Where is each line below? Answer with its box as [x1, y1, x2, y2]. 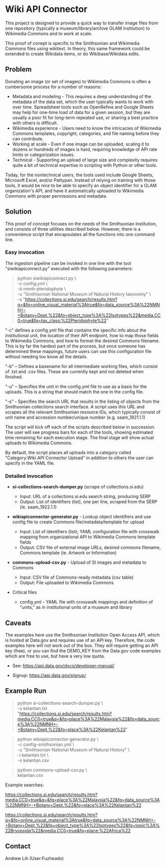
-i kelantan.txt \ [17, 752, 49, 758]
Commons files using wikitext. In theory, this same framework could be [5, 45, 150, 51]
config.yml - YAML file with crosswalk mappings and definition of [19, 599, 153, 605]
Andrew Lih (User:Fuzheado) [5, 855, 64, 861]
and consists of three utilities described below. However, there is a [5, 226, 141, 232]
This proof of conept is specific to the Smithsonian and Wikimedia [5, 40, 140, 46]
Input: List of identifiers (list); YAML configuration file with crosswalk [19, 529, 160, 535]
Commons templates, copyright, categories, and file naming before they [12, 130, 160, 136]
